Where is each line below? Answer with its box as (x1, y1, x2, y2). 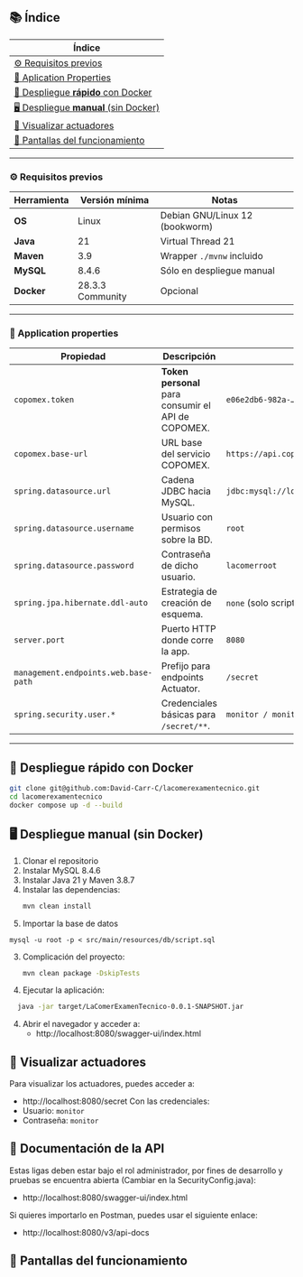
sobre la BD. (161, 533, 214, 546)
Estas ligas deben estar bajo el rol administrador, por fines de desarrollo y (9, 1165, 283, 1176)
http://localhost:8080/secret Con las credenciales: (22, 1096, 210, 1106)
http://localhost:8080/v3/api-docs (22, 1226, 150, 1237)
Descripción (162, 350, 216, 363)
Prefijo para (161, 660, 211, 672)
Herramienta (14, 194, 69, 207)
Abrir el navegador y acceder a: (22, 1019, 141, 1030)
